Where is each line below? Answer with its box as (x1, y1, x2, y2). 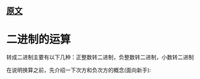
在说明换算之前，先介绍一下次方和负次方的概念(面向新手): (6, 66, 152, 74)
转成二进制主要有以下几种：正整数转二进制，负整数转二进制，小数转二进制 (6, 53, 194, 61)
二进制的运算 (6, 32, 72, 46)
